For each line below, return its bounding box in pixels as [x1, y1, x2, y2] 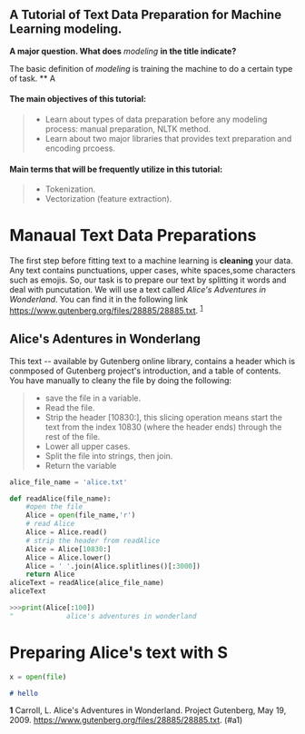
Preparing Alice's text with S [9, 642, 229, 662]
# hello [9, 689, 39, 698]
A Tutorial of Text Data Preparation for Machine [9, 7, 282, 23]
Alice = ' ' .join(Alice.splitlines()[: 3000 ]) [25, 561, 202, 570]
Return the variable [44, 460, 117, 471]
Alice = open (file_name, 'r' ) [25, 511, 136, 521]
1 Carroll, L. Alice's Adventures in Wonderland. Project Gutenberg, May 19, [9, 705, 287, 716]
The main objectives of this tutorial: [9, 94, 147, 104]
